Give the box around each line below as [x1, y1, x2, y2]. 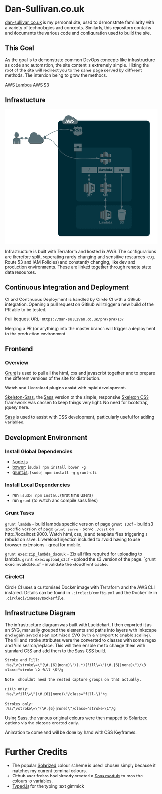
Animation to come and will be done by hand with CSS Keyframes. [5, 729, 137, 735]
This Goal [5, 44, 35, 52]
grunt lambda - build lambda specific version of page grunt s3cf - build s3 [5, 521, 154, 527]
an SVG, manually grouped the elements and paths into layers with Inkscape [5, 627, 157, 633]
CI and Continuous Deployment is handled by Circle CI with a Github [5, 296, 141, 302]
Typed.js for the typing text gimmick [12, 783, 85, 789]
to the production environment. [5, 331, 67, 336]
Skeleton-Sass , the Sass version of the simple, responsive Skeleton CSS [5, 394, 149, 400]
